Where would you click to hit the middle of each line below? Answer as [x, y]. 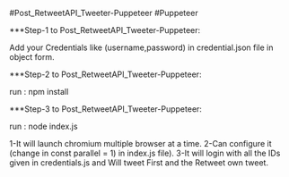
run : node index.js [44, 126]
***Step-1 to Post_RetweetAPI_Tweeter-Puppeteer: [105, 30]
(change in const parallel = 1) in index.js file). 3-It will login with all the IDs [145, 153]
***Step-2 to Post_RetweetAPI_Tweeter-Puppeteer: [105, 74]
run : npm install [39, 92]
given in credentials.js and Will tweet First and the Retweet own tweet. [139, 163]
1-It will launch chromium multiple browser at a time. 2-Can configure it [140, 143]
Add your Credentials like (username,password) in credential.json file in [141, 47]
